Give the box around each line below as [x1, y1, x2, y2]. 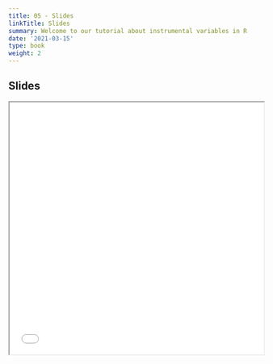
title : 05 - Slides [8, 11, 74, 20]
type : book [8, 42, 45, 50]
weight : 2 [8, 49, 42, 57]
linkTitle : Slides [8, 19, 70, 27]
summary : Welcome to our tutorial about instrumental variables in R [8, 27, 248, 35]
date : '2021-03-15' [8, 34, 74, 43]
